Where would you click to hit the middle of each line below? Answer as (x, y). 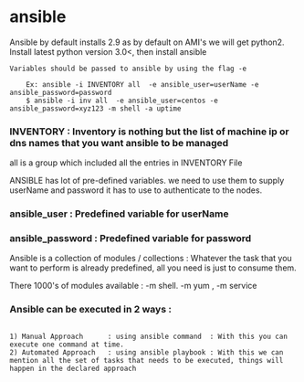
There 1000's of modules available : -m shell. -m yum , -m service (133, 286)
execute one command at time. (67, 345)
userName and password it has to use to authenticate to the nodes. (136, 190)
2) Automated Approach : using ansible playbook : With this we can (147, 352)
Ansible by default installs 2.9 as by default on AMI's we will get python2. (147, 42)
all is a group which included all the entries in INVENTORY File (126, 163)
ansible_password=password (61, 92)
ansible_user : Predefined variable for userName (119, 214)
